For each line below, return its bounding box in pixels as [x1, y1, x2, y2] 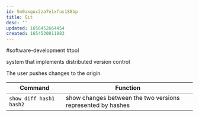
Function [115, 84, 141, 92]
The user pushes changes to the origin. [6, 70, 102, 77]
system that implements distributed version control [6, 58, 130, 66]
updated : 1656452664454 [6, 25, 65, 31]
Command [20, 84, 50, 92]
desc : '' [6, 19, 28, 25]
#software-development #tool [6, 47, 79, 54]
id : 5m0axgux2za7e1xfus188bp [6, 8, 78, 15]
